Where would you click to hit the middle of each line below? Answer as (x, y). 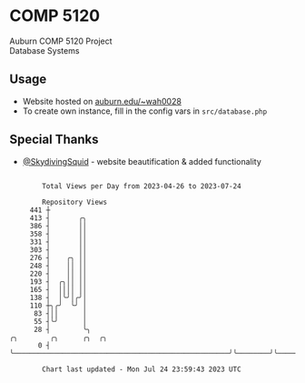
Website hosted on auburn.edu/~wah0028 (102, 101)
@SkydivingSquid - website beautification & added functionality (142, 161)
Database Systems (44, 50)
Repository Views (74, 202)
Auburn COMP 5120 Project (61, 41)
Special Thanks (54, 140)
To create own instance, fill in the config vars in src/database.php (145, 111)
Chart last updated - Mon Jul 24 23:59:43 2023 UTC (142, 369)
